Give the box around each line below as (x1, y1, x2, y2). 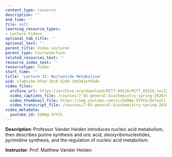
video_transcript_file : (10, 103, 60, 108)
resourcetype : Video (5, 64, 50, 70)
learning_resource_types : (5, 27, 60, 32)
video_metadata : (5, 107, 40, 113)
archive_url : (10, 88, 38, 94)
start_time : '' (5, 70, 38, 75)
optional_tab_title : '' (5, 36, 56, 41)
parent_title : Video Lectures (5, 46, 70, 51)
